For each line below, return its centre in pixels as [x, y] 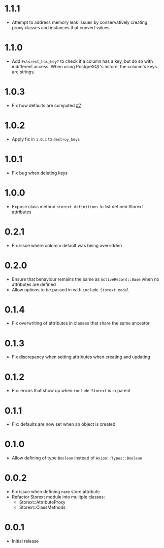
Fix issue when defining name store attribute [56, 492]
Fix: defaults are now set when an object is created [64, 424]
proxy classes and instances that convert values [61, 27]
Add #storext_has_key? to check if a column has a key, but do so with [82, 61]
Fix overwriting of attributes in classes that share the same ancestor [81, 323]
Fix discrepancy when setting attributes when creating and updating [81, 357]
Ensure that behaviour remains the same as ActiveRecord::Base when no [85, 279]
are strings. [23, 72]
